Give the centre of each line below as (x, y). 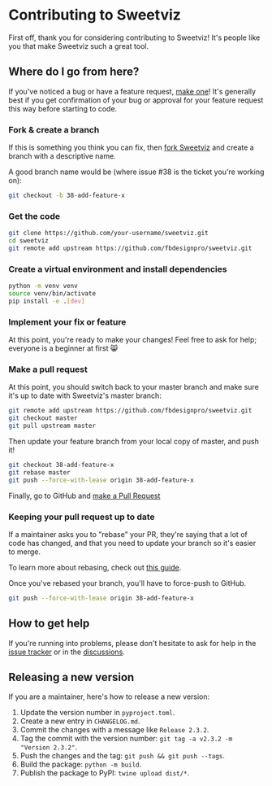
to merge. (25, 552)
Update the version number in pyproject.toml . (97, 713)
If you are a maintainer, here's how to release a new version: (109, 696)
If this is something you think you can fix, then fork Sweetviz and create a (131, 147)
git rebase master (39, 472)
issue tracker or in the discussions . (67, 652)
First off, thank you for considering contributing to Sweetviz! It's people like (134, 37)
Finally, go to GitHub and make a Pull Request (84, 496)
